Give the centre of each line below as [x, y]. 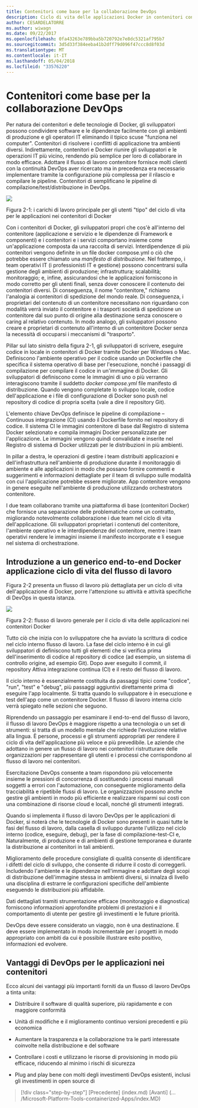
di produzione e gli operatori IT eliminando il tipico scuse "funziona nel [92, 137]
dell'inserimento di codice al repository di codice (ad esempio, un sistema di [99, 657]
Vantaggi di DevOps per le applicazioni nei [85, 962]
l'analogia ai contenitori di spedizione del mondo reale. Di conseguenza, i [95, 296]
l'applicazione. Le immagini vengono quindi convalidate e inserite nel [90, 439]
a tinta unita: [21, 992]
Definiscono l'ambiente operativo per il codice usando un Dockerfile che [94, 359]
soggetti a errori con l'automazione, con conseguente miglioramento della [96, 786]
